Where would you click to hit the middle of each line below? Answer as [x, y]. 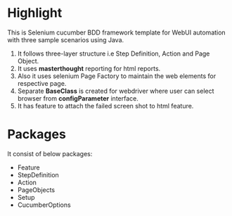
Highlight [35, 13]
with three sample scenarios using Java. [66, 39]
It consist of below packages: [50, 153]
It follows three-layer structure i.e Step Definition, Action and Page [114, 53]
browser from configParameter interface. [78, 98]
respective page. [42, 83]
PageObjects [36, 190]
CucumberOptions [44, 205]
